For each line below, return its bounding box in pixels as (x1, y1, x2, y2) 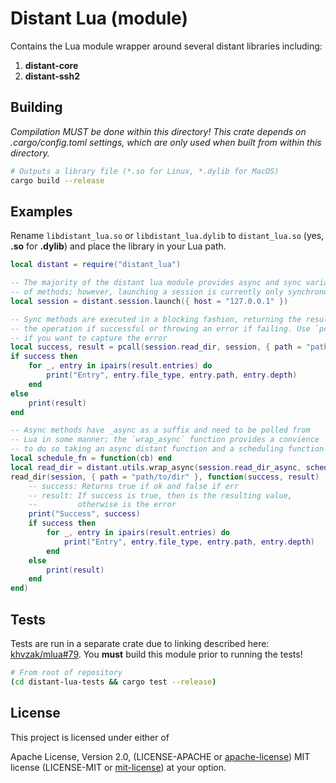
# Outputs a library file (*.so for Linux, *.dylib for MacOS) (10, 166, 280, 176)
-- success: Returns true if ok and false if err (28, 481, 240, 491)
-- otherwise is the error (28, 500, 177, 510)
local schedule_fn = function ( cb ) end (10, 453, 172, 464)
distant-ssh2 (24, 70, 80, 82)
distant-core (24, 59, 79, 71)
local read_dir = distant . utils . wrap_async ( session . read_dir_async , (10, 462, 302, 472)
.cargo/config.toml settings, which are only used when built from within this (10, 136, 322, 148)
